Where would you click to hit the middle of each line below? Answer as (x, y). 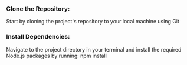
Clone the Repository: (38, 9)
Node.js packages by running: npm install (57, 56)
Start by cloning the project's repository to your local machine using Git (93, 22)
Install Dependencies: (38, 37)
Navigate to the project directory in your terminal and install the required (94, 49)
